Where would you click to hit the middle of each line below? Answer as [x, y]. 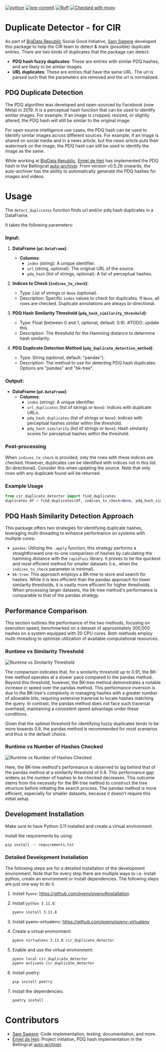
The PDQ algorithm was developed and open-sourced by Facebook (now [80, 104]
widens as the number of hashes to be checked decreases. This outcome [80, 778]
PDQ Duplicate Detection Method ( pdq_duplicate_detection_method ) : [83, 348]
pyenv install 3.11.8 [34, 912]
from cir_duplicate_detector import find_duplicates [61, 496]
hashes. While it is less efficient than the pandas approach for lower [81, 580]
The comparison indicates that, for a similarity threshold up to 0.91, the [77, 672]
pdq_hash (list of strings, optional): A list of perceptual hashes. [90, 274]
